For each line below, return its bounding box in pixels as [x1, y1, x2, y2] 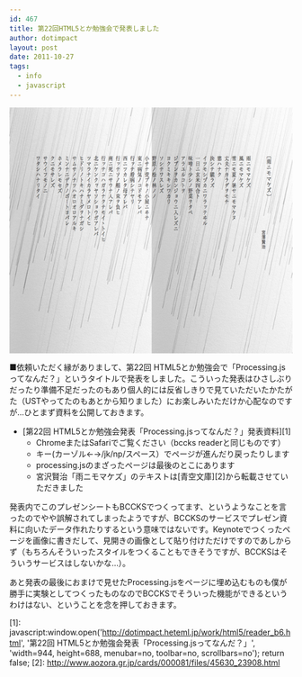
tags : [9, 62, 30, 71]
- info [17, 72, 42, 81]
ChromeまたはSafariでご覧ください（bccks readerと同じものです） [35, 437, 286, 447]
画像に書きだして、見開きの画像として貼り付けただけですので [32, 535, 261, 546]
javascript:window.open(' [9, 627, 103, 637]
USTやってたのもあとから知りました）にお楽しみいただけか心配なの [24, 395, 277, 406]
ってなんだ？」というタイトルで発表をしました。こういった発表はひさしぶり [9, 373, 293, 384]
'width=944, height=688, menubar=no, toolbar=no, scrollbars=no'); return [9, 647, 285, 658]
